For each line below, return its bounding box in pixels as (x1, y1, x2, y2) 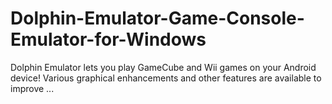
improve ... (10, 82, 55, 94)
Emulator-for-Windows (10, 28, 207, 51)
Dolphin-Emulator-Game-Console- (10, 7, 305, 30)
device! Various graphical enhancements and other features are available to (10, 72, 322, 84)
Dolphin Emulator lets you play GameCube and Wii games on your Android (10, 61, 317, 73)
